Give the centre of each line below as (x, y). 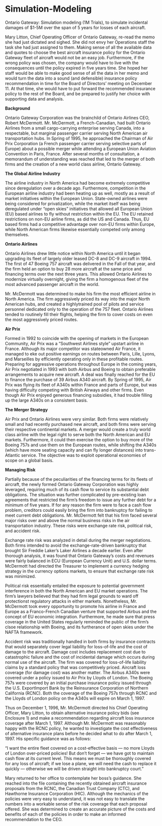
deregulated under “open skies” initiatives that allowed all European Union (79, 209)
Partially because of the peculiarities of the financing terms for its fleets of (79, 479)
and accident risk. (23, 531)
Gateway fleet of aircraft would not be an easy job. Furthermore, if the (74, 57)
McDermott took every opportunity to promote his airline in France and (75, 606)
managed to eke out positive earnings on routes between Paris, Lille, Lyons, (80, 354)
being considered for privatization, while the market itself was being (73, 203)
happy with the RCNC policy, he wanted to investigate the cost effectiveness (81, 728)
